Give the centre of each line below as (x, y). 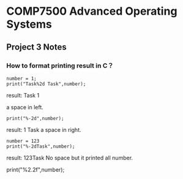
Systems (29, 24)
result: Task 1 (23, 95)
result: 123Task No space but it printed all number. (70, 158)
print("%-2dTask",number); (41, 146)
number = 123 (23, 141)
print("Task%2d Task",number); (46, 84)
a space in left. (25, 107)
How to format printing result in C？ (60, 66)
